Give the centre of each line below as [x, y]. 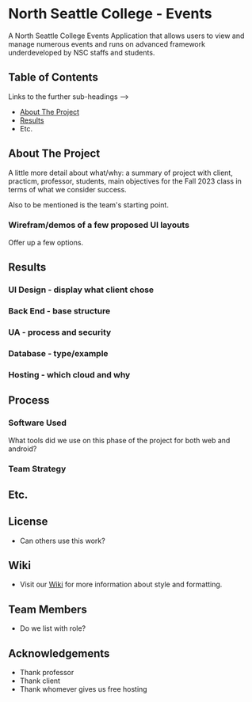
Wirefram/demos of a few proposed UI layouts [99, 225]
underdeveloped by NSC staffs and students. [82, 52]
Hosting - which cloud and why [69, 374]
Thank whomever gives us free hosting [84, 689]
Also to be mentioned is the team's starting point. [88, 205]
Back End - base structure [59, 311]
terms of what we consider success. [67, 189]
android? [23, 449]
